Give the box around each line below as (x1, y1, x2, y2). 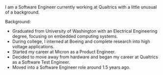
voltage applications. (12, 44, 55, 49)
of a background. (5, 9, 40, 15)
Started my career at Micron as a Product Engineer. (12, 49, 116, 55)
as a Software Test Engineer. (12, 59, 70, 65)
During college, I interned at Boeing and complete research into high (12, 38, 150, 44)
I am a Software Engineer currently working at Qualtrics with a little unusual (5, 4, 157, 10)
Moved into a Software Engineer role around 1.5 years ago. (12, 64, 131, 70)
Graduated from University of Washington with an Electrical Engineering (12, 28, 158, 34)
